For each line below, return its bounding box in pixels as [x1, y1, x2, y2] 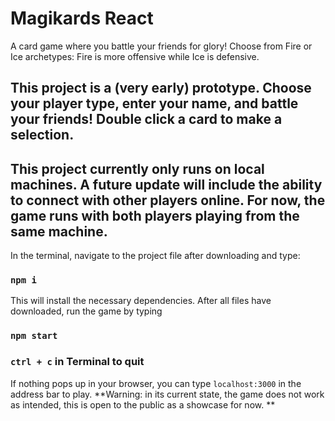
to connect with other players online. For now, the [10, 192, 326, 209]
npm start [10, 330, 58, 342]
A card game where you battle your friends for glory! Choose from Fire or [10, 40, 313, 52]
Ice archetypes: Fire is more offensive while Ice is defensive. [10, 50, 260, 62]
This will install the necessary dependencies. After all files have [10, 295, 272, 307]
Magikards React [10, 7, 154, 30]
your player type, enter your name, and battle [10, 95, 299, 112]
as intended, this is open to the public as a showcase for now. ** [10, 398, 276, 411]
